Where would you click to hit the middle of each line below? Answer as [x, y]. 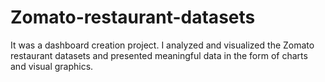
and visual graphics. [52, 66]
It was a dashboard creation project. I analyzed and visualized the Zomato [162, 45]
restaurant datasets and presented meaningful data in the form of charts [159, 55]
